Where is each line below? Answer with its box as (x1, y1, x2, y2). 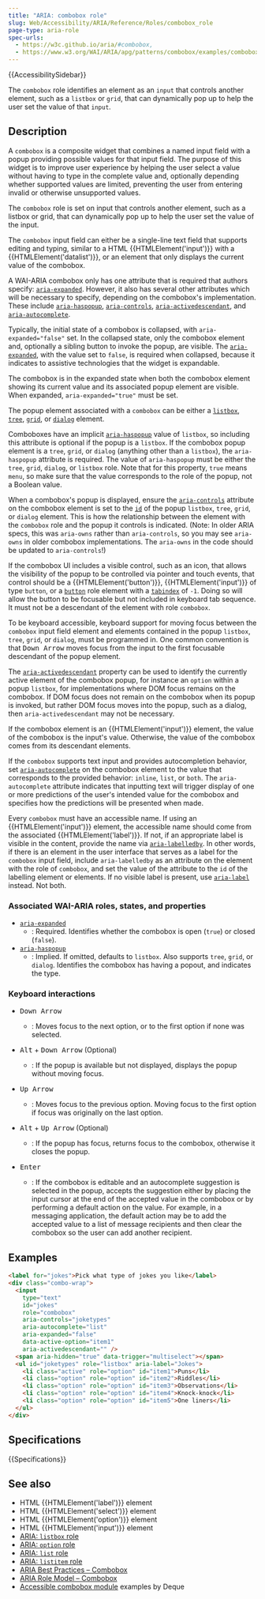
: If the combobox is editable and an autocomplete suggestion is (31, 1178, 241, 1187)
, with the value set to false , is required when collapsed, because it (36, 349, 256, 359)
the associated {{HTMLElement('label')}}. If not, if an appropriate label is (8, 830, 244, 840)
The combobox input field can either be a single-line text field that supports (8, 235, 248, 245)
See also (8, 1477, 51, 1490)
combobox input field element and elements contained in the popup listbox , (8, 626, 251, 636)
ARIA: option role (19, 1540, 76, 1549)
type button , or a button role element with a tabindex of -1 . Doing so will (8, 585, 243, 595)
